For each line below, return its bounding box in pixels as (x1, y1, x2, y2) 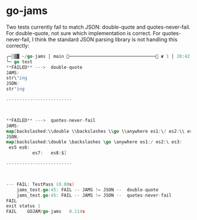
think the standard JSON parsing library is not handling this (35, 36, 178, 43)
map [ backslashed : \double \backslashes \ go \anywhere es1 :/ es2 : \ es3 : (6, 139, 182, 145)
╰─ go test (6, 59, 33, 65)
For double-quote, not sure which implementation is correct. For (6, 29, 161, 36)
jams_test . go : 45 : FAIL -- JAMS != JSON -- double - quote (16, 187, 159, 192)
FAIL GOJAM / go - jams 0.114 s (6, 209, 85, 215)
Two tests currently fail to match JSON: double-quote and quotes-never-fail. (6, 23, 191, 30)
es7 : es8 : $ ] (32, 150, 67, 156)
